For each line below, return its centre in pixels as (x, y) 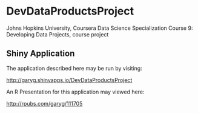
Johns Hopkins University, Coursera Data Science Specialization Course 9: (100, 28)
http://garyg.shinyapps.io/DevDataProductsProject (69, 80)
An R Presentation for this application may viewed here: (75, 92)
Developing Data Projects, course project (58, 34)
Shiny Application (41, 54)
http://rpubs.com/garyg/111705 (45, 103)
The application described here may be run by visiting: (74, 68)
